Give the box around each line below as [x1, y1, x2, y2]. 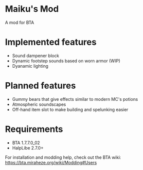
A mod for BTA [5, 19, 35, 25]
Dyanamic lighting [12, 63, 49, 69]
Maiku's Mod [5, 3, 59, 15]
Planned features [5, 80, 76, 91]
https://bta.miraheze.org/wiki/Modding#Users [5, 159, 97, 165]
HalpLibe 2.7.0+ [12, 145, 44, 151]
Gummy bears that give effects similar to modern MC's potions [12, 96, 138, 102]
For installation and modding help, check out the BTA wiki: [5, 154, 122, 160]
